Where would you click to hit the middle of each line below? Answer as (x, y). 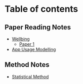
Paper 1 (27, 44)
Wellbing (21, 39)
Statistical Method (30, 77)
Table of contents (41, 9)
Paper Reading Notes (38, 27)
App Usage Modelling (34, 49)
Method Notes (27, 65)
